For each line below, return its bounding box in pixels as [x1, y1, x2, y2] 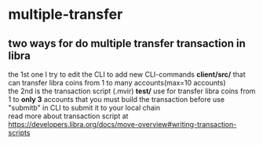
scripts [8, 128, 31, 137]
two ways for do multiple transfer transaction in [8, 37, 246, 50]
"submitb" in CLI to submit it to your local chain [8, 103, 161, 112]
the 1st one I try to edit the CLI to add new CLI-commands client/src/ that [8, 70, 246, 79]
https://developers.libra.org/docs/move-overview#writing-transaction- [8, 120, 237, 129]
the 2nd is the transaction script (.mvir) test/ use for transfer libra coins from [8, 86, 256, 96]
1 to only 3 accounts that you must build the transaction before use [8, 95, 225, 103]
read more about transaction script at [8, 111, 129, 121]
